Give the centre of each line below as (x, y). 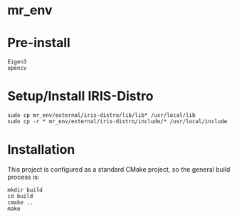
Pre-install (39, 43)
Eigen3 (17, 62)
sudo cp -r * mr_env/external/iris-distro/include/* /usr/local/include (117, 122)
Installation (41, 150)
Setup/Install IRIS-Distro (80, 97)
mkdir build (25, 190)
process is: (23, 177)
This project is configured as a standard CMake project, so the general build (119, 169)
